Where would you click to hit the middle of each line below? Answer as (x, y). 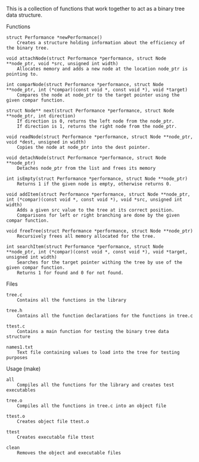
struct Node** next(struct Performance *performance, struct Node (90, 111)
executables (21, 390)
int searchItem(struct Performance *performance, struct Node (85, 247)
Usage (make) (24, 369)
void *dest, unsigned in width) (46, 142)
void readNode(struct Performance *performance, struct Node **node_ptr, (100, 137)
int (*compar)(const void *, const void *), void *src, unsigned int (94, 200)
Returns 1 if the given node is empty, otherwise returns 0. (94, 184)
